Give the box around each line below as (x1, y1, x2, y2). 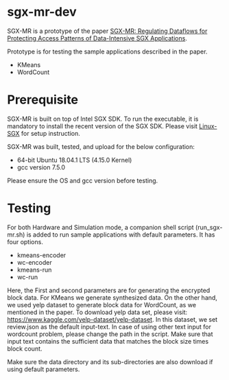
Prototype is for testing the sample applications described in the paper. (7, 47, 208, 56)
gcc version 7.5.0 (16, 163, 66, 171)
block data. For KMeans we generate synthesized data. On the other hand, (7, 293, 218, 302)
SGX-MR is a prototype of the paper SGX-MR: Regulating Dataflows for (7, 27, 208, 35)
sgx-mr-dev (7, 4, 77, 20)
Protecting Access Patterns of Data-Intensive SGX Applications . (7, 34, 187, 42)
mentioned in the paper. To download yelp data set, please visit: (7, 308, 188, 316)
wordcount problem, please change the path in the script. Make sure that (7, 330, 214, 338)
